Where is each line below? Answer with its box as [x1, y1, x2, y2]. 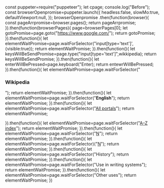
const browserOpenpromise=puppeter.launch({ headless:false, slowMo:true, [5, 9, 160, 15]
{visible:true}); [5, 46, 34, 51]
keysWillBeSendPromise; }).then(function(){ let [5, 56, 99, 62]
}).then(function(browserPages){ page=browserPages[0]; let [5, 25, 128, 31]
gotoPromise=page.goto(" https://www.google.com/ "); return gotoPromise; [5, 30, 156, 36]
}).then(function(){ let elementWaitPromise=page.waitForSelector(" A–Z [5, 120, 148, 126]
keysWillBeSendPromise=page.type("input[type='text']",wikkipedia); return [5, 51, 157, 57]
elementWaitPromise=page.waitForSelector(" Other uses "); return [5, 172, 137, 178]
